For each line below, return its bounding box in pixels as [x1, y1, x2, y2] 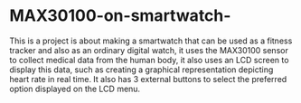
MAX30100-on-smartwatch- [9, 5, 231, 26]
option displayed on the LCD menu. [9, 83, 141, 94]
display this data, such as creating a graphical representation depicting [9, 64, 274, 75]
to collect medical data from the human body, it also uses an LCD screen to [9, 54, 289, 65]
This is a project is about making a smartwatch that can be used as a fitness [9, 35, 293, 46]
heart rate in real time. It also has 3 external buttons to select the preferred [9, 73, 287, 84]
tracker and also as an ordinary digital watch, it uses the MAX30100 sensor [9, 44, 289, 55]
